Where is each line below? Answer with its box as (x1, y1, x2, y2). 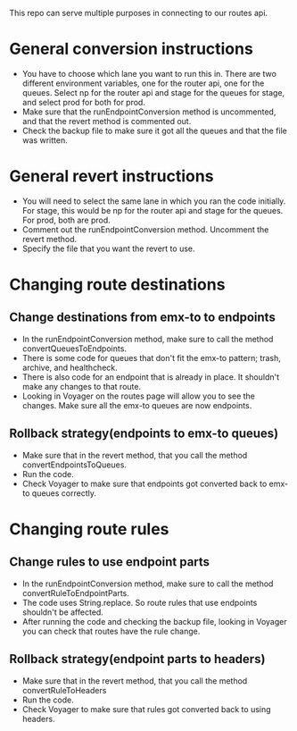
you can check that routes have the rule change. (21, 626, 201, 636)
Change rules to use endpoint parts (9, 554, 210, 570)
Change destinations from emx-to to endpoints (9, 310, 276, 325)
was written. (21, 134, 69, 146)
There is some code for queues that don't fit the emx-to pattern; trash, (21, 352, 281, 363)
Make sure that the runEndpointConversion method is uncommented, (21, 106, 276, 117)
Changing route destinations (9, 274, 226, 295)
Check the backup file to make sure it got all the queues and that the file (21, 125, 288, 136)
